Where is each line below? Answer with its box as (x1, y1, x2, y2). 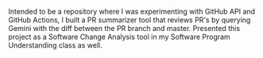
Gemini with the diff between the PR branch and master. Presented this (8, 24, 241, 33)
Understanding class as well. (8, 41, 102, 50)
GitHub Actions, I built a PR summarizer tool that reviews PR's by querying (8, 15, 251, 25)
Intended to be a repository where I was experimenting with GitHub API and (8, 7, 256, 16)
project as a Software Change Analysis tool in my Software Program (8, 32, 230, 41)
